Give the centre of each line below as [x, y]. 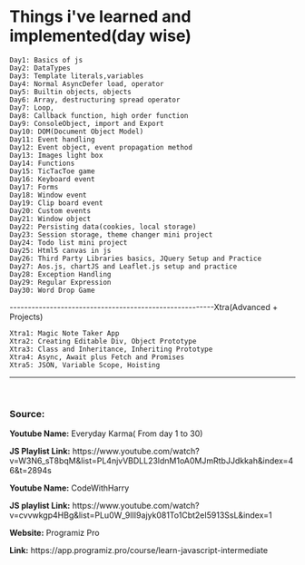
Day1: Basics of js [46, 60]
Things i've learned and [100, 17]
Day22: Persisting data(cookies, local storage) [103, 227]
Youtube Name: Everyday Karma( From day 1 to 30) [106, 433]
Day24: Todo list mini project [69, 242]
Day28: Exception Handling [60, 274]
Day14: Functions [42, 163]
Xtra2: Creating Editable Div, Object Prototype [103, 341]
